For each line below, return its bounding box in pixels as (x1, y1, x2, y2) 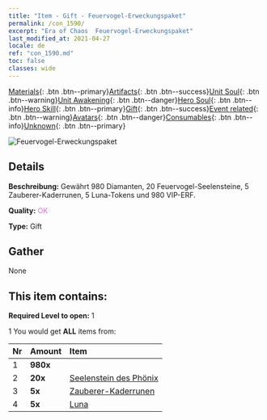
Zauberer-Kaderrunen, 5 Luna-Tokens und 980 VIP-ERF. (8, 190, 196, 199)
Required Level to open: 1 (8, 311, 95, 321)
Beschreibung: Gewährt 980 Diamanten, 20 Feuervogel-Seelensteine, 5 (8, 181, 249, 191)
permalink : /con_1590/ (8, 19, 85, 27)
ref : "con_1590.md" (8, 49, 74, 57)
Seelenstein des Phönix (69, 372, 159, 384)
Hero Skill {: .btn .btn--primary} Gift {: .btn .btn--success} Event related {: (23, 103, 259, 113)
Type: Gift (8, 221, 42, 231)
